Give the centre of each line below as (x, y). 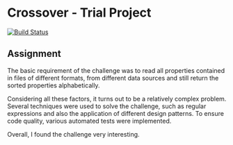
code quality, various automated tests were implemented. (89, 121)
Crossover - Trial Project (79, 13)
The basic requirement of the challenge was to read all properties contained (116, 70)
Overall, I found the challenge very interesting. (74, 134)
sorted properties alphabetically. (54, 85)
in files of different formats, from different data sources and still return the (113, 78)
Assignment (34, 54)
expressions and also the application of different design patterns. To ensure (116, 113)
